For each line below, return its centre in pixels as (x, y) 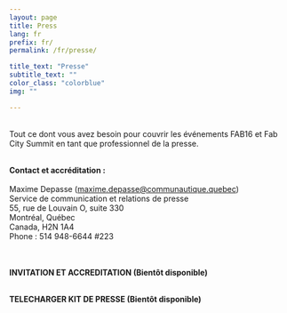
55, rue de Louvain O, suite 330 (67, 208)
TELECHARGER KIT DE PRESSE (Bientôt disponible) (105, 299)
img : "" (24, 91)
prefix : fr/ (31, 42)
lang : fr (25, 34)
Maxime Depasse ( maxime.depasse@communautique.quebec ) (124, 189)
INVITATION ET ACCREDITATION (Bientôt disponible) (109, 272)
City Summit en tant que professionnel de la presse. (104, 143)
